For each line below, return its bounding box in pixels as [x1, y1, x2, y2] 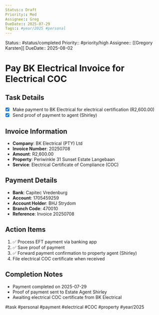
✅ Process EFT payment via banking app [12, 239, 97, 245]
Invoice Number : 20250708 [12, 146, 70, 152]
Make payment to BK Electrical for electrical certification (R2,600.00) [12, 106, 155, 113]
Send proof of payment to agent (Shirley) [12, 112, 97, 118]
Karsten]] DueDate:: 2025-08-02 [5, 45, 73, 51]
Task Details [5, 93, 44, 102]
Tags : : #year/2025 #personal [5, 26, 66, 31]
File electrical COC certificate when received [12, 255, 105, 261]
